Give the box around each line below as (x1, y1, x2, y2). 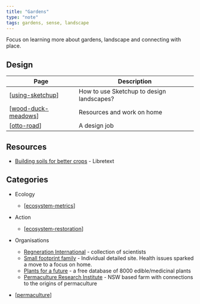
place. (6, 42, 22, 49)
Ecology (14, 190, 35, 198)
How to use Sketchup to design (79, 87, 167, 96)
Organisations (14, 236, 49, 244)
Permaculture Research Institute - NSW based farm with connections (23, 273, 193, 280)
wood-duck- (11, 105, 49, 113)
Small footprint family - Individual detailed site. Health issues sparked (23, 254, 194, 262)
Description (118, 77, 152, 86)
